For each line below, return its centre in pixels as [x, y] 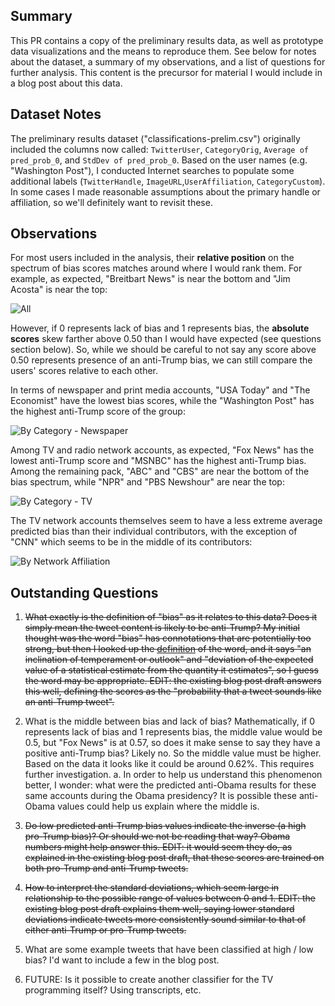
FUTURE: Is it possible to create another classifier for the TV [149, 980]
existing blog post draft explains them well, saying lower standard [159, 909]
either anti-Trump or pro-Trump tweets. [105, 930]
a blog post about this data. [66, 83]
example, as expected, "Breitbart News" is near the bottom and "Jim [150, 279]
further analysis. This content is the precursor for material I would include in [166, 72]
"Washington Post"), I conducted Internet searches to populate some [152, 170]
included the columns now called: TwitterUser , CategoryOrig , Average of [159, 149]
